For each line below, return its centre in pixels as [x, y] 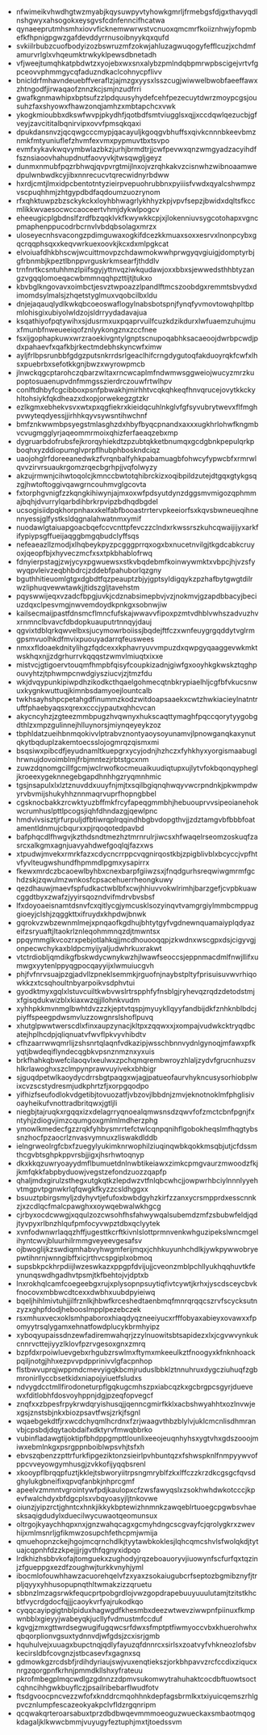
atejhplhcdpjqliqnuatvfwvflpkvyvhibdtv [81, 1034]
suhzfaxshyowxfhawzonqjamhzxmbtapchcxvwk [96, 106]
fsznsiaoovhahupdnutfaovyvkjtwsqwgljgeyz [89, 158]
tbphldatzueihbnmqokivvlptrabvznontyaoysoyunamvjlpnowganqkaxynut [136, 734]
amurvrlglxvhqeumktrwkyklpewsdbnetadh [86, 55]
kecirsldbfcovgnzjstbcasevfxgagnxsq [78, 1653]
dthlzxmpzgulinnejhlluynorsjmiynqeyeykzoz [88, 725]
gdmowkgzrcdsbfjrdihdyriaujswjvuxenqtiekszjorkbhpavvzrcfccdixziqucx [136, 1662]
